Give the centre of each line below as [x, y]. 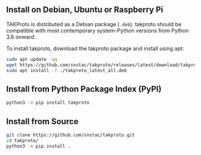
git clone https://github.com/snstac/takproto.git [71, 135]
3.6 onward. [21, 37]
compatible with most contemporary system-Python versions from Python [98, 30]
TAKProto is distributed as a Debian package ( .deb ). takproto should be [94, 24]
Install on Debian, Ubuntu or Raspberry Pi [85, 10]
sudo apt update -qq [32, 59]
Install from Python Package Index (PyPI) [84, 89]
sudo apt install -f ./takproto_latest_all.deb [67, 70]
